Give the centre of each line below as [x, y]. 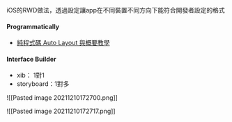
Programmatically [33, 26]
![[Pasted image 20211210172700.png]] [62, 98]
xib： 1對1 [30, 76]
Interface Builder [31, 59]
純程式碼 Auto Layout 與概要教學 [63, 43]
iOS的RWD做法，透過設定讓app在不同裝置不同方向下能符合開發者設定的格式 [116, 10]
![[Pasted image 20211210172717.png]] [61, 111]
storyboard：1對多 [43, 84]
